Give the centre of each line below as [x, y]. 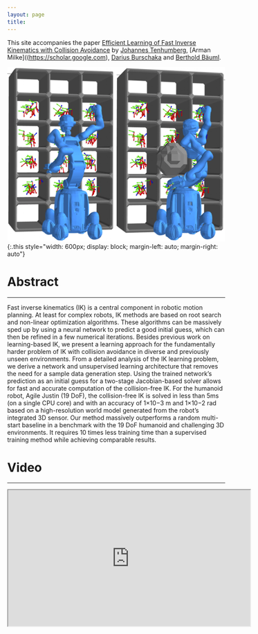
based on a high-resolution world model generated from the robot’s [103, 410]
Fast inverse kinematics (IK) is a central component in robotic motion [105, 307]
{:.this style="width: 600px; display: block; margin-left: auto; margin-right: [112, 246]
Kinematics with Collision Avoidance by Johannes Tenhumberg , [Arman [109, 50]
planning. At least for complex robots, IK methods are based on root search [114, 315]
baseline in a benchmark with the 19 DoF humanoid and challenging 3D [123, 425]
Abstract [33, 282]
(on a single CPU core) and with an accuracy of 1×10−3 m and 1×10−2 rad [112, 403]
